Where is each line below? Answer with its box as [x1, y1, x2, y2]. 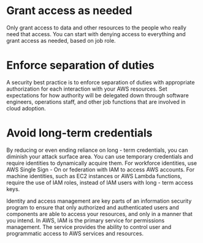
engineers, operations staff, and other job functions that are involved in [6, 98, 186, 105]
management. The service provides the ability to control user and [6, 223, 172, 230]
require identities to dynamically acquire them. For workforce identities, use [6, 159, 197, 166]
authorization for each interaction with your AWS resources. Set [6, 85, 167, 92]
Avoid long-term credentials [6, 126, 153, 140]
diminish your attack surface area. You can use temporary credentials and [6, 152, 193, 160]
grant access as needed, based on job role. [6, 37, 116, 44]
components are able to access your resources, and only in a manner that [6, 210, 193, 217]
